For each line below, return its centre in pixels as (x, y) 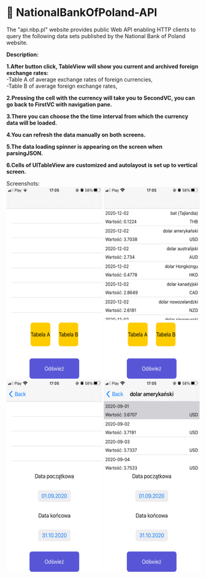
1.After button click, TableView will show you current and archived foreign (102, 66)
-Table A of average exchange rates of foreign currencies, (80, 79)
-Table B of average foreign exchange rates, (62, 86)
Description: (22, 54)
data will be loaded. (32, 123)
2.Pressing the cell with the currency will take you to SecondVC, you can (101, 98)
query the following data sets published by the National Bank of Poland (96, 36)
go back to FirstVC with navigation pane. (59, 104)
